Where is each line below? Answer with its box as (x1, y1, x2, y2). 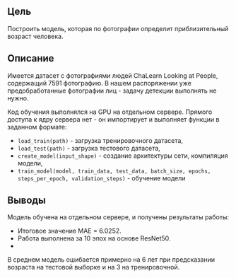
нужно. (7, 93, 29, 102)
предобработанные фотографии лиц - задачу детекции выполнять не (7, 86, 217, 95)
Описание (7, 52, 54, 64)
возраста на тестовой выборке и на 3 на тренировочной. (7, 263, 180, 272)
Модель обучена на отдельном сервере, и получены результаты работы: (7, 213, 230, 221)
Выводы (7, 195, 46, 207)
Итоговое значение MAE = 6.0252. (17, 226, 122, 236)
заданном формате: (7, 122, 67, 131)
